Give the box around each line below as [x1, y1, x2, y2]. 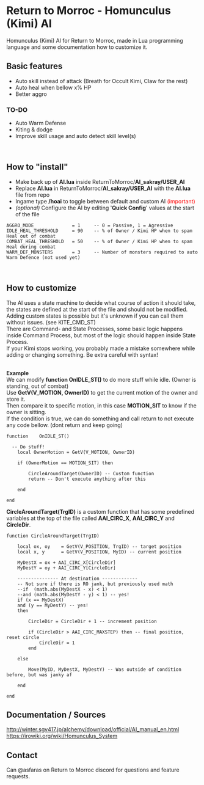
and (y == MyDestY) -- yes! [17, 602, 89, 608]
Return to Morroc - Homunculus [6, 4, 171, 18]
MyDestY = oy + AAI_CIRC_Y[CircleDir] [17, 564, 116, 571]
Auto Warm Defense [15, 120, 67, 127]
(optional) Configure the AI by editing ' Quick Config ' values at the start [15, 204, 194, 211]
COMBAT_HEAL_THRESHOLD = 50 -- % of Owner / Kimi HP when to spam [6, 238, 192, 244]
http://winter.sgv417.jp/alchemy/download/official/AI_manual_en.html [6, 726, 180, 733]
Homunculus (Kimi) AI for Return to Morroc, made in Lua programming [6, 37, 183, 44]
